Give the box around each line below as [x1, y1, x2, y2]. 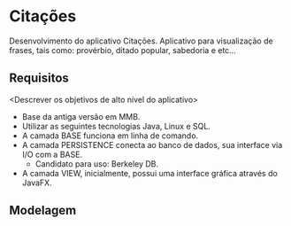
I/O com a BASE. [21, 149, 82, 160]
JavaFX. [21, 177, 52, 188]
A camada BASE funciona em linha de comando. [21, 130, 199, 141]
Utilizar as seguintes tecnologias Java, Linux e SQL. [21, 121, 211, 131]
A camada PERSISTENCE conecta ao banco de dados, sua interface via [21, 139, 283, 150]
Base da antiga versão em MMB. [21, 111, 141, 121]
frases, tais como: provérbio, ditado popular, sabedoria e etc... [9, 44, 236, 55]
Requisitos [9, 71, 69, 86]
